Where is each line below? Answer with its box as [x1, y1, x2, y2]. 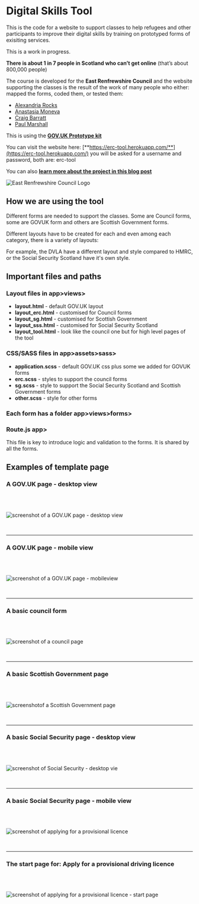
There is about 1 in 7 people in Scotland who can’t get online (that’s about [6, 59, 188, 67]
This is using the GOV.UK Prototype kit [6, 132, 102, 139]
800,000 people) [6, 65, 47, 73]
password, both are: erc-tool [6, 156, 76, 163]
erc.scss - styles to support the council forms [14, 375, 127, 382]
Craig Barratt [14, 114, 46, 121]
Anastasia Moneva [14, 108, 60, 115]
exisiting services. [6, 36, 50, 43]
